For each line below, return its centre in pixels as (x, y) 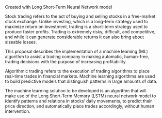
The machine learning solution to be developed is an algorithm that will (76, 91)
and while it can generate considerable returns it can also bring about (74, 37)
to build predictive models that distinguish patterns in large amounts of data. (81, 81)
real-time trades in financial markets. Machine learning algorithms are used (80, 76)
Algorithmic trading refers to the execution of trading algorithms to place (77, 71)
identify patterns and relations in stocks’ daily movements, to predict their (79, 101)
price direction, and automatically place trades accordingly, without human (80, 106)
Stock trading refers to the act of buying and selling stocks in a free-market (80, 16)
